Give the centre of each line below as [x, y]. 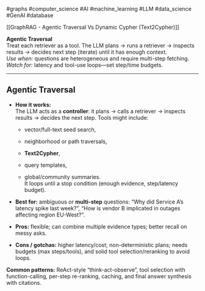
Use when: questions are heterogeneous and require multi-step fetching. [98, 58]
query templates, [45, 165]
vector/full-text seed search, [60, 129]
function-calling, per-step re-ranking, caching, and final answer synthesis [99, 276]
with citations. [24, 282]
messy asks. [31, 233]
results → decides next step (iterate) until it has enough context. [87, 52]
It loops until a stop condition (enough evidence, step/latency [101, 183]
